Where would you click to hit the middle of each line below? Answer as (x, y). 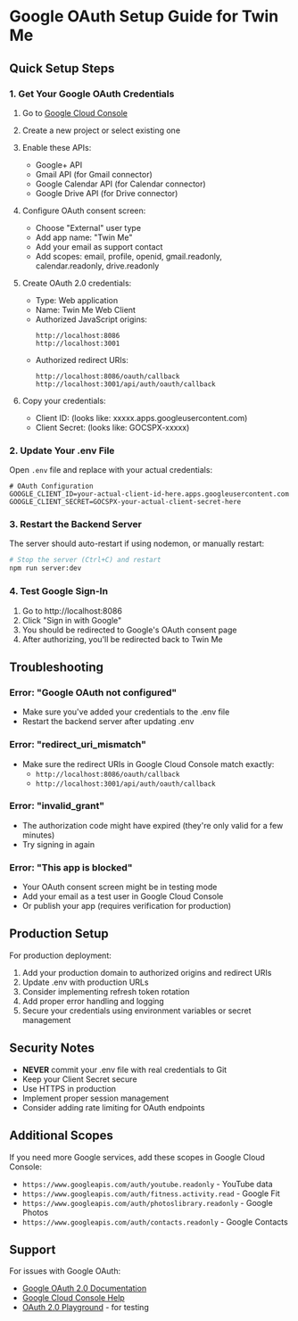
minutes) (38, 835)
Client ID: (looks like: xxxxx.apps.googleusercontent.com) (141, 417)
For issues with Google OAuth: (65, 1271)
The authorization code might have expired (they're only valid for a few (153, 825)
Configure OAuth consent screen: (84, 211)
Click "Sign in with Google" (72, 620)
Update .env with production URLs (85, 982)
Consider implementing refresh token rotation (106, 991)
